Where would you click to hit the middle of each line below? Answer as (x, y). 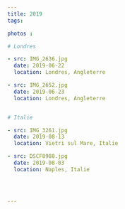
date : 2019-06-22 (39, 66)
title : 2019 (25, 14)
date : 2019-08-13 (39, 137)
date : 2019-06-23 (39, 92)
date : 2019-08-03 (39, 163)
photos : (20, 33)
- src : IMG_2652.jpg (38, 85)
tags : (15, 21)
